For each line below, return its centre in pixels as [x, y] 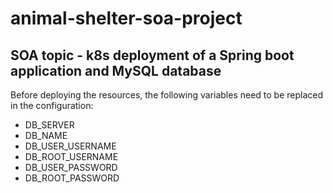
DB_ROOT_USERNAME [71, 156]
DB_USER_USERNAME [70, 146]
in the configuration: [52, 105]
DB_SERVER [49, 125]
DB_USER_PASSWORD [71, 167]
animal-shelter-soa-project [126, 18]
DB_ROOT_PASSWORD [72, 178]
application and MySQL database [116, 70]
